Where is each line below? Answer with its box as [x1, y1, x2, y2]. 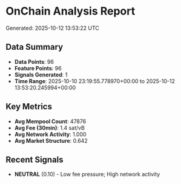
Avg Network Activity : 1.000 [14, 131, 87, 138]
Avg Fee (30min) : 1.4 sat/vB [14, 124, 85, 131]
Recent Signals [5, 154, 64, 165]
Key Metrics [5, 101, 53, 112]
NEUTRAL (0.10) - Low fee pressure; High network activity [14, 171, 160, 178]
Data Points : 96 [14, 58, 54, 65]
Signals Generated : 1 [14, 71, 68, 78]
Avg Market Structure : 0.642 [14, 137, 88, 144]
